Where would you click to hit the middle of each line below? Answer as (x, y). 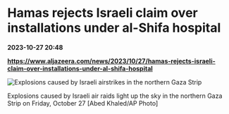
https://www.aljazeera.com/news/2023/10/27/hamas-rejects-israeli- (112, 61)
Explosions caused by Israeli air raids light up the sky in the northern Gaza (115, 96)
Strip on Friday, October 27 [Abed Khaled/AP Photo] (83, 103)
